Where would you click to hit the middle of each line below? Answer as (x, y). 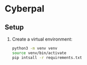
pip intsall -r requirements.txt (47, 57)
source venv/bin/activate (39, 53)
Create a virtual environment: (42, 39)
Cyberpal (25, 9)
